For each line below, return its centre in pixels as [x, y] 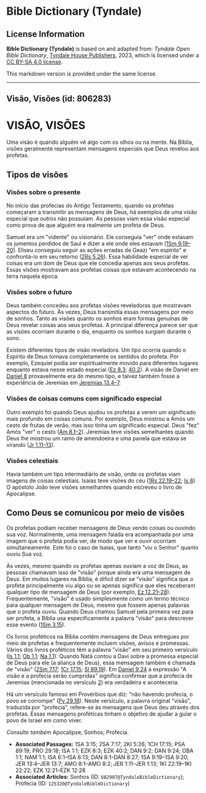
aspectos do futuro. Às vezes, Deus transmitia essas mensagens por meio [100, 312]
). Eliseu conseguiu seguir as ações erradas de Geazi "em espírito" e [100, 250]
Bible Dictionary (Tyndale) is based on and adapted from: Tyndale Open [98, 49]
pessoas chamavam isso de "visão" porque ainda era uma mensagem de [99, 572]
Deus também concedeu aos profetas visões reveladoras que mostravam [99, 306]
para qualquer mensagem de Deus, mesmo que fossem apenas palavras [98, 605]
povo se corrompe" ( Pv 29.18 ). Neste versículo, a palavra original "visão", [99, 700]
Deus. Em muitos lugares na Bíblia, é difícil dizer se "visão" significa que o [100, 578]
